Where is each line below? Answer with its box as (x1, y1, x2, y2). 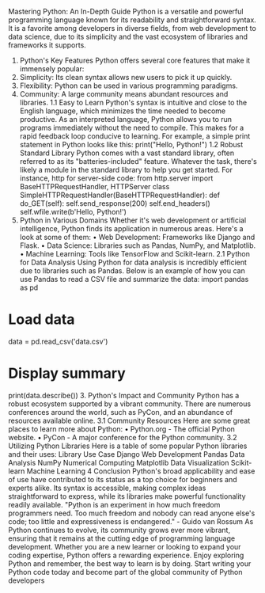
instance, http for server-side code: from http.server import (19, 173, 214, 183)
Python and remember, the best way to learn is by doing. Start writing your (8, 558, 252, 568)
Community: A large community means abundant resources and (19, 89, 229, 98)
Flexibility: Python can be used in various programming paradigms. (19, 81, 238, 90)
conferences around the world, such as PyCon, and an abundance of (8, 407, 233, 416)
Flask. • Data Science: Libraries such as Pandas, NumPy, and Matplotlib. (19, 241, 256, 250)
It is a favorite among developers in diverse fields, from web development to (8, 24, 257, 32)
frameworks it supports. (8, 40, 87, 50)
